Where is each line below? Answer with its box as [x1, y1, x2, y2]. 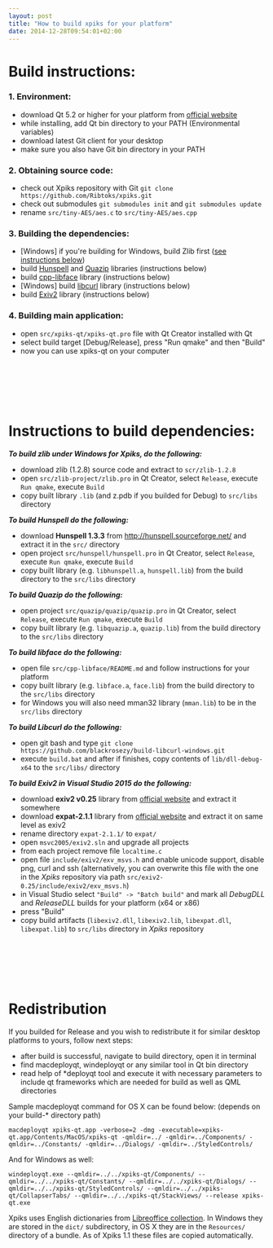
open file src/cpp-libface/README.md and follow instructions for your [20, 663, 250, 673]
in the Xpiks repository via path [20, 872, 125, 881]
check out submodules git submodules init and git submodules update [20, 199, 262, 209]
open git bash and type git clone [20, 738, 134, 748]
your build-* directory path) [8, 1110, 101, 1120]
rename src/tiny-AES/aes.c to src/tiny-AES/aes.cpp [20, 208, 198, 218]
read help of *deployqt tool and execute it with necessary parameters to [20, 1068, 262, 1078]
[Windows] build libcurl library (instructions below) [20, 281, 191, 291]
